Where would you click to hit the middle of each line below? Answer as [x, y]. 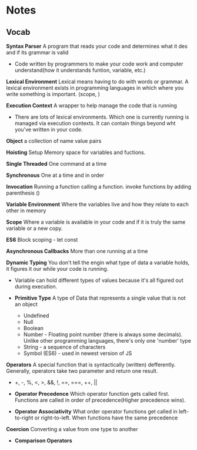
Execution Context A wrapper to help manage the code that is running [92, 106]
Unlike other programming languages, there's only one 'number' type [107, 341]
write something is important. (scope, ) [53, 94]
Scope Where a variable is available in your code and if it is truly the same [96, 222]
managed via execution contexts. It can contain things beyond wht [95, 123]
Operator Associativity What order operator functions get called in [96, 411]
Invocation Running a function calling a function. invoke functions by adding [98, 187]
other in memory [26, 211]
